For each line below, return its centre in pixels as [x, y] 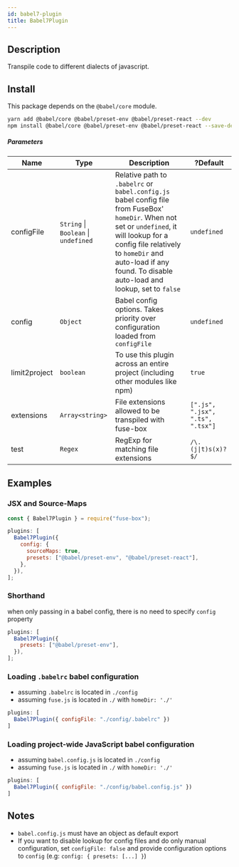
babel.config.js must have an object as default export [98, 833]
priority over [136, 318]
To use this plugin [144, 355]
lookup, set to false [148, 289]
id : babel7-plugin [34, 14]
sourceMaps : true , [53, 551]
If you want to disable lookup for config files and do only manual [112, 841]
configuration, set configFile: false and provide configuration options [122, 848]
